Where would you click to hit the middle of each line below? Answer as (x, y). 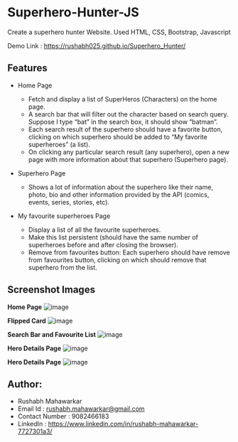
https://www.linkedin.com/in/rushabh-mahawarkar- (123, 424)
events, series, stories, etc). (69, 202)
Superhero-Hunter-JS (74, 12)
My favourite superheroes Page (64, 216)
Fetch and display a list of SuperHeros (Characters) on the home (123, 99)
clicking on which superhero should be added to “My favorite (118, 136)
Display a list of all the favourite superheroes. (94, 230)
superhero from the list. (63, 267)
